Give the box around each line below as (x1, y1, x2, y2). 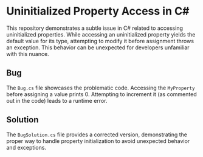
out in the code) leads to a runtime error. (6, 97, 108, 104)
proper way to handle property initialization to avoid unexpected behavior (6, 137, 190, 144)
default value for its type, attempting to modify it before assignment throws (6, 37, 194, 44)
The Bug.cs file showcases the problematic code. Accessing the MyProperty (6, 84, 195, 91)
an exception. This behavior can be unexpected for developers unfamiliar (6, 44, 190, 51)
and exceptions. (6, 144, 47, 151)
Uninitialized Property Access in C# (6, 4, 190, 18)
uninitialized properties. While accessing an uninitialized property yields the (6, 30, 196, 38)
